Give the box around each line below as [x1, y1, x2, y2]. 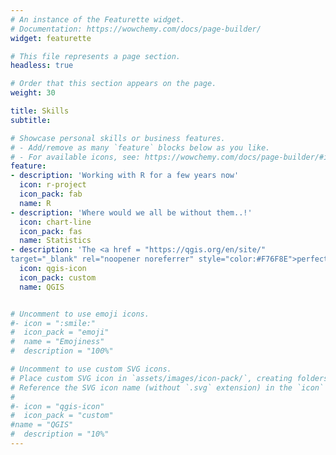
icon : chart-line [19, 217, 92, 227]
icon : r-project [19, 180, 87, 190]
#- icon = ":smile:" [10, 318, 97, 328]
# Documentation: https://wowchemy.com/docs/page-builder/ [10, 24, 262, 34]
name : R [19, 198, 52, 208]
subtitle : [10, 115, 52, 125]
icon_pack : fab [19, 189, 83, 199]
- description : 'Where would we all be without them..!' [10, 207, 253, 218]
